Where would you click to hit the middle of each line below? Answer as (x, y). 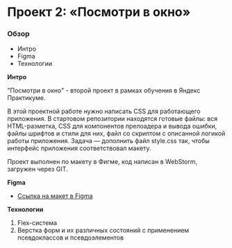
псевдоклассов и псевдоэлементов (70, 238)
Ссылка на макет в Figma (55, 196)
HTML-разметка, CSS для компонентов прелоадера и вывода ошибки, (112, 126)
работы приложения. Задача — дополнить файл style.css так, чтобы (108, 141)
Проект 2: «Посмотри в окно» (99, 12)
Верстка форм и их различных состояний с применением (103, 231)
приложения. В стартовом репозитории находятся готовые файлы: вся (113, 119)
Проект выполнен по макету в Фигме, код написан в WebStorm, (102, 162)
